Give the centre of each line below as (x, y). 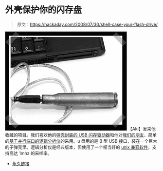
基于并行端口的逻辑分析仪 (35, 141)
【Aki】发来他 (142, 129)
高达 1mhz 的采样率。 (30, 153)
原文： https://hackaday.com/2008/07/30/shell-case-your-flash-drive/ (87, 24)
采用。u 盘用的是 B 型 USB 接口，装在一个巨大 (111, 141)
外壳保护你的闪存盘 (44, 10)
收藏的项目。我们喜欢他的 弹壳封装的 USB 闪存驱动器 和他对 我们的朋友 (75, 135)
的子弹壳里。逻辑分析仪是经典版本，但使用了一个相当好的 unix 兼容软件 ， (79, 147)
